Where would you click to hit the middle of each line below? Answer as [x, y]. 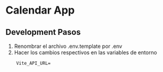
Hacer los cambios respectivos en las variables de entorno [85, 53]
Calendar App [40, 10]
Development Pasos [43, 32]
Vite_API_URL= [33, 63]
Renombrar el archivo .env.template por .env [68, 46]
